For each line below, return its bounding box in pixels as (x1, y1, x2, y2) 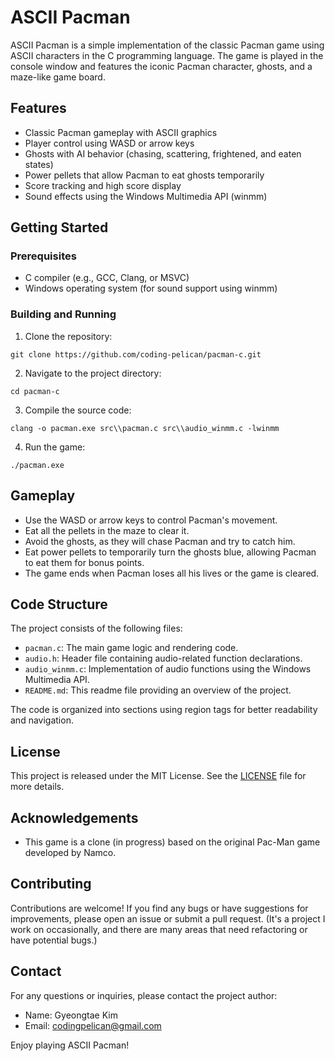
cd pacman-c (10, 386, 60, 396)
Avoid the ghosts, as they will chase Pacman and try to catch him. (24, 535, 296, 547)
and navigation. (10, 714, 74, 726)
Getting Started (10, 219, 109, 236)
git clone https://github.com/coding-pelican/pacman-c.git (10, 349, 262, 360)
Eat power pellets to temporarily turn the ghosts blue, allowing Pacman (24, 546, 317, 558)
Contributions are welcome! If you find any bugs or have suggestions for (10, 902, 309, 914)
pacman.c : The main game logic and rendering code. (24, 642, 239, 654)
